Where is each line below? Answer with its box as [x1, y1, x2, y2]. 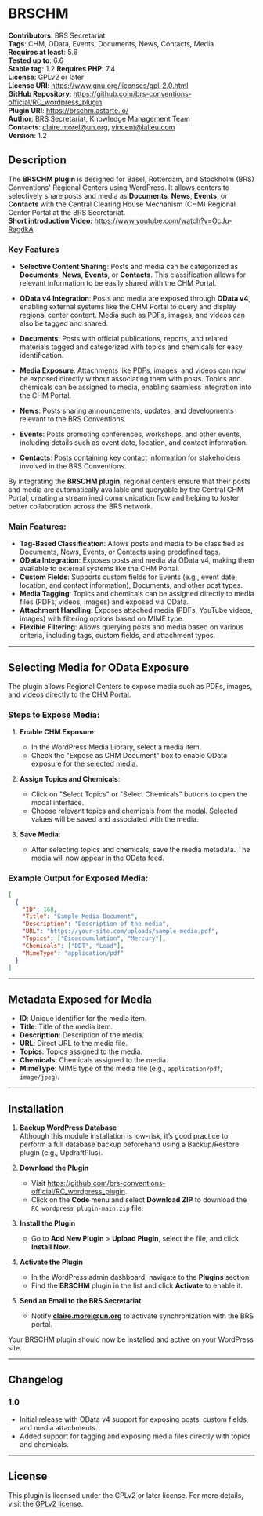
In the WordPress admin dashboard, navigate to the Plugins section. [31, 1273, 252, 1281]
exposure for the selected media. [31, 759, 139, 769]
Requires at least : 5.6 [8, 47, 78, 56]
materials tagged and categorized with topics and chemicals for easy [19, 342, 243, 352]
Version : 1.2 [8, 130, 47, 140]
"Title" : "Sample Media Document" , [22, 913, 139, 920]
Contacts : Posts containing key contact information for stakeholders [19, 453, 241, 463]
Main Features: [8, 521, 67, 532]
